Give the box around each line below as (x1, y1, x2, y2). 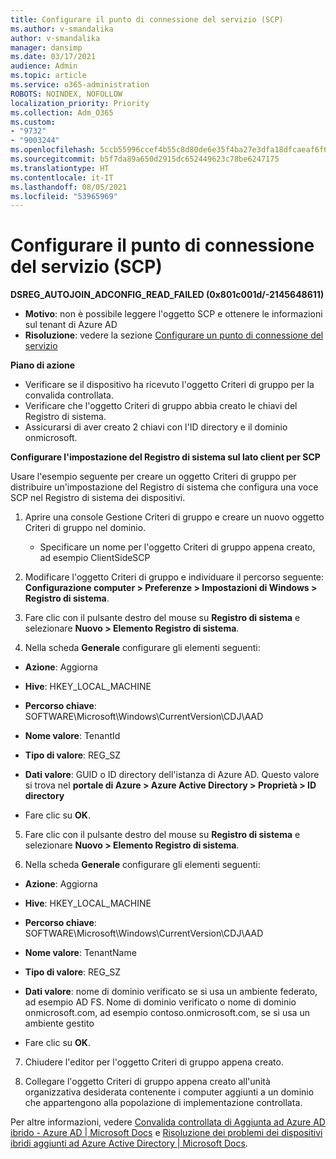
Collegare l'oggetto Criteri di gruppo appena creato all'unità (24, 1076, 271, 1088)
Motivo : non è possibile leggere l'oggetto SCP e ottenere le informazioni (24, 308, 323, 320)
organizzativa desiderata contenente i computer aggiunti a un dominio (24, 1086, 315, 1098)
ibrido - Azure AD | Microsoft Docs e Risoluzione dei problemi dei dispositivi (10, 1127, 323, 1139)
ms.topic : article (10, 71, 87, 81)
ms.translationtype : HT (10, 163, 110, 173)
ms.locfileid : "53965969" (10, 191, 118, 201)
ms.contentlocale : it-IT (10, 172, 114, 183)
